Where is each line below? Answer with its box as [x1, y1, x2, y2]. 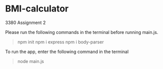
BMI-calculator [5, 3, 69, 14]
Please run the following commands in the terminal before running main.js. [5, 29, 158, 35]
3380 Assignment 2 [5, 19, 46, 25]
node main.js [17, 58, 44, 64]
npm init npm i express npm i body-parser [17, 38, 104, 45]
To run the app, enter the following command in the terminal [5, 48, 129, 54]
